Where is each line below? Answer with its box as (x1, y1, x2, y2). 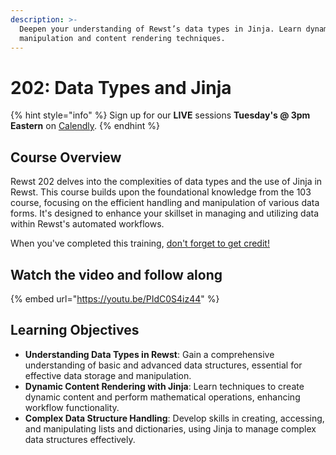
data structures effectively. (24, 433, 136, 445)
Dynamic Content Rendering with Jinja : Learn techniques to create (24, 380, 305, 392)
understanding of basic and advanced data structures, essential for (24, 359, 303, 371)
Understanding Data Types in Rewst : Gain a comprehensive (24, 348, 275, 360)
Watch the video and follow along (10, 266, 223, 283)
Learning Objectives (10, 322, 140, 339)
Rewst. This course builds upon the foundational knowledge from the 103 (10, 186, 312, 198)
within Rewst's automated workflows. (10, 218, 165, 230)
